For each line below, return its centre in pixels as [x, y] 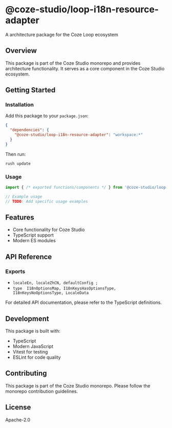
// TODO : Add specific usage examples [47, 201]
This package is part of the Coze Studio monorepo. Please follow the [78, 385]
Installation [20, 105]
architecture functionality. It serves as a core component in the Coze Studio [85, 68]
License [18, 407]
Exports [15, 271]
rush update [18, 163]
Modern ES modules [34, 241]
